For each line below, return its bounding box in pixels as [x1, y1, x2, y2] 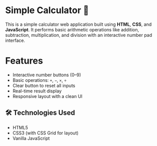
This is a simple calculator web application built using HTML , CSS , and [5, 21, 152, 27]
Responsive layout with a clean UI [12, 93, 83, 99]
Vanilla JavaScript [12, 135, 50, 141]
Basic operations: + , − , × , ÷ [12, 77, 67, 83]
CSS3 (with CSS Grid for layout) [12, 130, 79, 136]
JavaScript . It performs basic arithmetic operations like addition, [5, 26, 139, 32]
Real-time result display [12, 88, 62, 94]
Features [5, 55, 43, 67]
